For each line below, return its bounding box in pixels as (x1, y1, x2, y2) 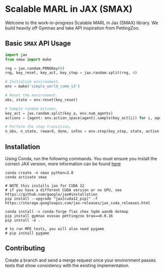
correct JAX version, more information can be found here (5, 161, 121, 167)
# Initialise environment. (5, 79, 60, 84)
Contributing (5, 244, 45, 252)
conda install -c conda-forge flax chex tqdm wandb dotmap (5, 209, 129, 214)
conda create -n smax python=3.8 (5, 170, 74, 175)
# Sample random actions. (5, 106, 58, 111)
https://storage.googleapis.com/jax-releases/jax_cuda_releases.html (5, 201, 151, 205)
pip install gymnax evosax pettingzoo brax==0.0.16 (5, 213, 113, 218)
